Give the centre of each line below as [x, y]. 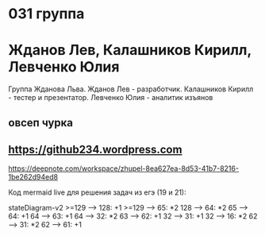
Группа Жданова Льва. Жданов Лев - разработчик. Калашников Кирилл [131, 89]
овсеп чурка [41, 123]
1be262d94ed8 [33, 177]
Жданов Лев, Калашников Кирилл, [130, 50]
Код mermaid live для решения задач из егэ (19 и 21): [97, 192]
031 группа [46, 14]
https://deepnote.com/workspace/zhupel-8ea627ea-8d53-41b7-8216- [124, 168]
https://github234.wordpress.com [95, 149]
